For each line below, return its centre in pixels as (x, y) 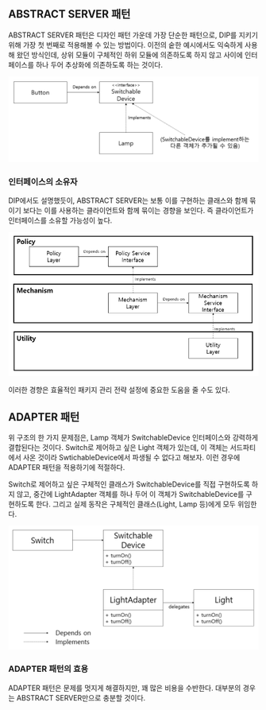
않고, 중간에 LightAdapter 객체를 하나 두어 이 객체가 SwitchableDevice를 (130, 495)
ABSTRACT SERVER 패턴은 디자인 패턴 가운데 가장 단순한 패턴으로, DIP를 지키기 (133, 35)
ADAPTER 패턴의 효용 (48, 669)
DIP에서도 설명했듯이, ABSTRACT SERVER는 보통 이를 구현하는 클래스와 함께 (128, 200)
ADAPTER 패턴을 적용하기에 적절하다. (67, 468)
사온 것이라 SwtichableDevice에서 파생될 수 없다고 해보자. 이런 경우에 (131, 458)
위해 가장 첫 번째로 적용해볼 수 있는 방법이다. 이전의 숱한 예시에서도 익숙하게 (126, 45)
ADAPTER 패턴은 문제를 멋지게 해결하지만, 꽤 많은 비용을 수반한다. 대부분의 (125, 688)
